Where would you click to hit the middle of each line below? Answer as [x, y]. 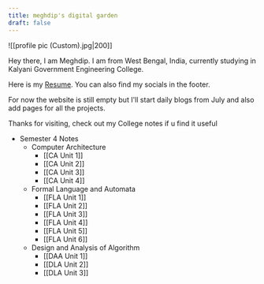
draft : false [30, 23]
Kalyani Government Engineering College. [76, 69]
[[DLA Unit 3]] [66, 272]
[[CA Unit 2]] [64, 163]
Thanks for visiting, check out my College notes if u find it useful [113, 123]
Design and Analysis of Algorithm [86, 247]
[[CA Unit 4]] [64, 180]
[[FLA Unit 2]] [65, 205]
